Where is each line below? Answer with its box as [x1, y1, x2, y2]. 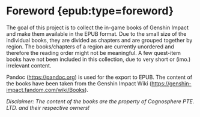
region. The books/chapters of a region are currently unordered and [6, 43, 174, 50]
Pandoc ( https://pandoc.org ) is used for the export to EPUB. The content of [6, 73, 193, 81]
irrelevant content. [6, 61, 52, 69]
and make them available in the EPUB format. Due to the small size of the [6, 30, 187, 37]
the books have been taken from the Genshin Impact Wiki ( [6, 79, 152, 87]
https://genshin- [151, 79, 192, 87]
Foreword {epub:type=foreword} [6, 4, 174, 18]
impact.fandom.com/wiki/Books [6, 86, 85, 93]
